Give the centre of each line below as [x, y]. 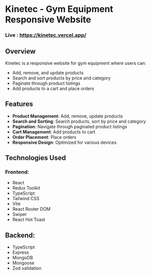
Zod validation [27, 268]
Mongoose [23, 263]
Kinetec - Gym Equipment [59, 9]
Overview [21, 51]
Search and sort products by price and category [61, 78]
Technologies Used [35, 158]
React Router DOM [31, 209]
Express [21, 252]
